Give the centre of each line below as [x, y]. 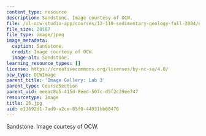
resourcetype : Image [33, 97]
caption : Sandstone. [38, 47]
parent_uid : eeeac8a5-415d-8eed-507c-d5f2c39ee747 [72, 92]
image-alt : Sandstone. [41, 58]
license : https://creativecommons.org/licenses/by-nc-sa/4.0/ [87, 69]
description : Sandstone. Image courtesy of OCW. [70, 18]
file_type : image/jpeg [35, 35]
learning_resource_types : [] [44, 63]
